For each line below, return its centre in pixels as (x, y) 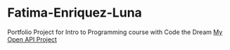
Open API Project (32, 39)
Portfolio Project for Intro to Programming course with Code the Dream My (115, 32)
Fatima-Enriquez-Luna (75, 13)
